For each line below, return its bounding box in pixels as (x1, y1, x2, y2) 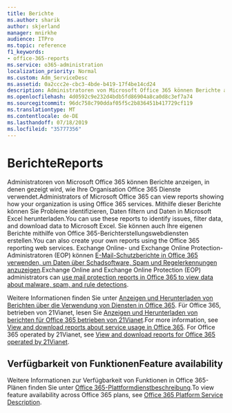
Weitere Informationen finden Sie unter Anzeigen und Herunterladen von (7, 294, 213, 302)
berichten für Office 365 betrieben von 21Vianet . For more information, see (7, 316, 219, 324)
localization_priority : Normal (7, 68, 97, 74)
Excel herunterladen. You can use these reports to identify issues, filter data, (7, 214, 223, 223)
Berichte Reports (7, 155, 104, 171)
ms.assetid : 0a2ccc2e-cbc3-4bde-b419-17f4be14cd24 (7, 81, 156, 88)
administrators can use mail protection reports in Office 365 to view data (7, 273, 214, 281)
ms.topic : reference (7, 42, 67, 49)
